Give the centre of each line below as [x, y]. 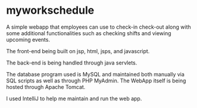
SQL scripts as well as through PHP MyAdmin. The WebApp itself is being [96, 81]
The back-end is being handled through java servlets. [72, 63]
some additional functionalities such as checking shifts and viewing [89, 33]
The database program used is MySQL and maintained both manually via [95, 74]
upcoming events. [28, 39]
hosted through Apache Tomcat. [46, 87]
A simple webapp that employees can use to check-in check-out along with [99, 27]
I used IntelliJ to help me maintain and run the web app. [74, 98]
